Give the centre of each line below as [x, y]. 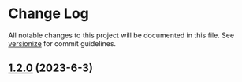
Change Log [48, 14]
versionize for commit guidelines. [62, 43]
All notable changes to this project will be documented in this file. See [121, 35]
